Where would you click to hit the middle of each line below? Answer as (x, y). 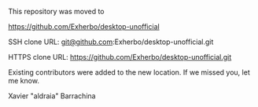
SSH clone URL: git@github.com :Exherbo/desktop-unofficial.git (111, 42)
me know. (24, 81)
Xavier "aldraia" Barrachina (52, 96)
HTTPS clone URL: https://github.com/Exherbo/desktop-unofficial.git (120, 57)
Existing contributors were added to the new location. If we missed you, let (129, 72)
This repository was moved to (56, 11)
